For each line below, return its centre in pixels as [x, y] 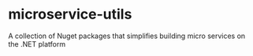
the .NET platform [37, 44]
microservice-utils [70, 14]
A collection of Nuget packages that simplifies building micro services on [127, 36]
